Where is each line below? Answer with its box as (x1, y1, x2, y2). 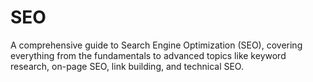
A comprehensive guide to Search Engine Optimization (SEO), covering (10, 39, 303, 51)
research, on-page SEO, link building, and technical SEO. (10, 60, 244, 72)
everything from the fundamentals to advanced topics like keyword (10, 49, 287, 61)
